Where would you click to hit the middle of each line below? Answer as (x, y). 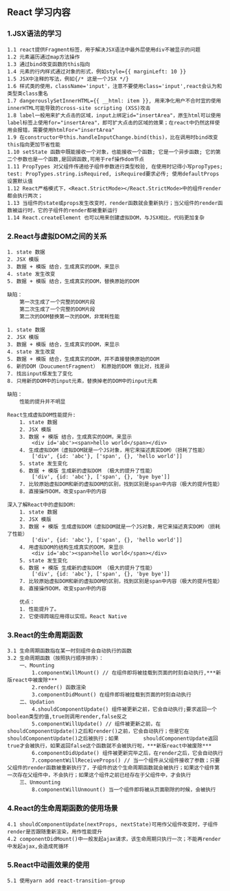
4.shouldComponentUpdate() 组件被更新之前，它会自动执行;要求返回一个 (125, 709)
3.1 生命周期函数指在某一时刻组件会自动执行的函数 (70, 651)
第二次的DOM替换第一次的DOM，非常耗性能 (70, 316)
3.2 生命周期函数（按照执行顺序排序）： (56, 659)
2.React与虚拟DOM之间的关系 (57, 236)
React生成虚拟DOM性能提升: (42, 415)
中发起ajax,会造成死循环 (38, 846)
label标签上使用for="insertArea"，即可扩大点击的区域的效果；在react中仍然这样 (111, 122)
